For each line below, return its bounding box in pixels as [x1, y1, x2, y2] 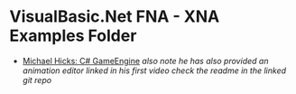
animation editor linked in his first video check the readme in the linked [22, 65, 287, 76]
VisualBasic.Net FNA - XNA [9, 6, 220, 27]
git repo [22, 74, 52, 85]
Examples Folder [9, 25, 137, 46]
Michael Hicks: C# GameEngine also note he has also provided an [22, 55, 269, 66]
